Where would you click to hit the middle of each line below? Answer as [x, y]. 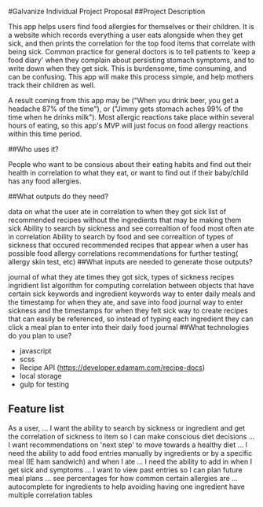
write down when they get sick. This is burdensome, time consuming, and [128, 68]
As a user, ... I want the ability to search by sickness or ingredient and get [127, 427]
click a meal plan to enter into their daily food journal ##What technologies [129, 327]
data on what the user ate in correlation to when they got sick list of [117, 211]
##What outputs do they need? [58, 196]
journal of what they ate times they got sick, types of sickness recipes [121, 277]
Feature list [36, 409]
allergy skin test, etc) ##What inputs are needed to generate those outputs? [130, 262]
